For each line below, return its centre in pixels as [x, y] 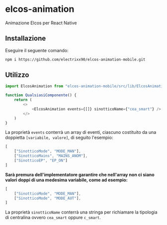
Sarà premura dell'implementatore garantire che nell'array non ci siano [80, 174]
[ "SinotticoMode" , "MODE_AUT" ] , [47, 198]
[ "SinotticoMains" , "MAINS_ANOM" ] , [51, 156]
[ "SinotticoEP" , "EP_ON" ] [41, 161]
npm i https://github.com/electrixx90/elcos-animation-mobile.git [75, 59]
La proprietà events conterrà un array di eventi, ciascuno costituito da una [81, 132]
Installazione [26, 38]
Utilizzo [17, 75]
